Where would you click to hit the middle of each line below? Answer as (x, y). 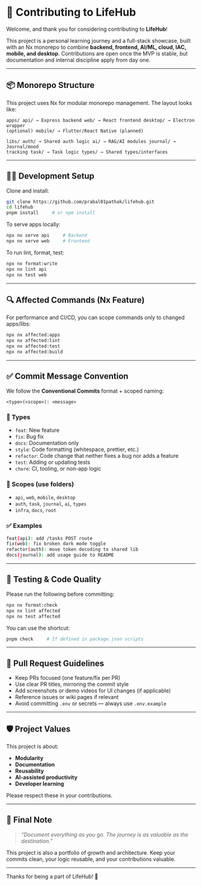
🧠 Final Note (29, 820)
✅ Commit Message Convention (67, 376)
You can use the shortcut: (38, 628)
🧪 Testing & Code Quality (54, 579)
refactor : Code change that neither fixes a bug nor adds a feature (97, 455)
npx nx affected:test (33, 346)
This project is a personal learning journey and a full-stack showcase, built (99, 40)
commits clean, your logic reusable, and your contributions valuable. (91, 859)
